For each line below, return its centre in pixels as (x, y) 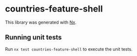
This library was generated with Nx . (41, 22)
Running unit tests (33, 37)
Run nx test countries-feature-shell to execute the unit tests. (69, 49)
